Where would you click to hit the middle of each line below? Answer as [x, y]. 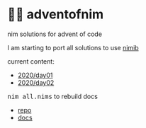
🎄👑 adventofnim [56, 14]
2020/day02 [36, 82]
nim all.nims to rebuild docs [52, 96]
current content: [31, 61]
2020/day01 [35, 75]
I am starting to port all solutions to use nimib [73, 47]
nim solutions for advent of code [55, 34]
